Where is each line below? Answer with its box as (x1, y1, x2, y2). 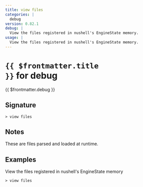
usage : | (5, 35, 23, 40)
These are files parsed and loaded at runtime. (5, 141, 98, 147)
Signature (5, 101, 36, 110)
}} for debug (5, 70, 58, 81)
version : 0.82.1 (5, 21, 39, 26)
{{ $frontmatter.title (5, 61, 99, 70)
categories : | (5, 12, 35, 17)
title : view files (5, 7, 43, 12)
